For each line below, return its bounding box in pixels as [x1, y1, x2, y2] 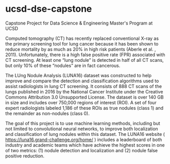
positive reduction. [5, 153, 45, 159]
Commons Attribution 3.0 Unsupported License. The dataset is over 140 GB [5, 94, 164, 100]
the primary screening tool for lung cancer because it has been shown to [5, 40, 159, 46]
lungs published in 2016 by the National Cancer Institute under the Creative [5, 88, 163, 95]
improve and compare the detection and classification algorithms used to [5, 78, 159, 84]
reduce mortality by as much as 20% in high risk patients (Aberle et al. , [5, 46, 156, 52]
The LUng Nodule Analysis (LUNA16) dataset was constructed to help [5, 72, 152, 78]
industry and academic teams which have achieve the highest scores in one [5, 142, 165, 148]
